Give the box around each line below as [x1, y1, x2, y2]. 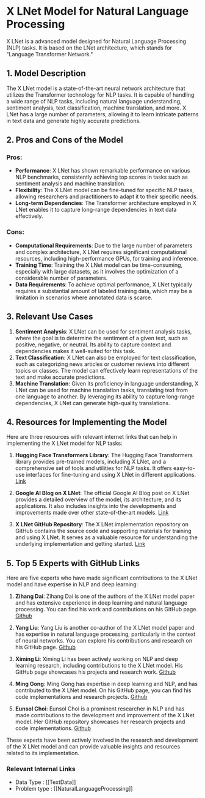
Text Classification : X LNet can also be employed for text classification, [15, 354, 196, 361]
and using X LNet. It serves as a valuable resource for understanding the [15, 534, 198, 541]
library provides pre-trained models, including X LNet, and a [15, 458, 167, 466]
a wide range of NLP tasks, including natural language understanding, [6, 97, 182, 105]
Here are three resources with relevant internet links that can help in [6, 433, 178, 441]
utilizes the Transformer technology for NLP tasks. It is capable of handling [6, 91, 195, 99]
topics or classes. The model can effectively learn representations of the [15, 367, 198, 374]
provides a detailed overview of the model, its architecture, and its [15, 496, 182, 503]
